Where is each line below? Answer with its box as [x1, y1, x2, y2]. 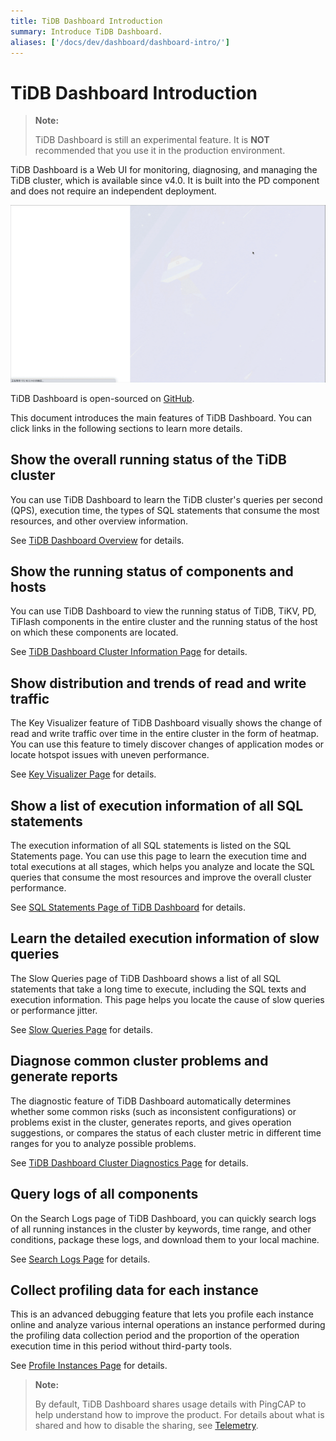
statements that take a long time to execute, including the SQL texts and [10, 983, 307, 995]
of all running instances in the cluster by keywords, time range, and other [10, 1223, 312, 1235]
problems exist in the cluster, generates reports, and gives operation [10, 1116, 292, 1128]
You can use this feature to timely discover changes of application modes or [10, 738, 325, 750]
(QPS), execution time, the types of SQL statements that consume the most [10, 504, 320, 516]
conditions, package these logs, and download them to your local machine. [10, 1233, 320, 1245]
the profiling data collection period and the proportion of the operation [10, 1330, 300, 1342]
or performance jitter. [10, 1004, 98, 1016]
